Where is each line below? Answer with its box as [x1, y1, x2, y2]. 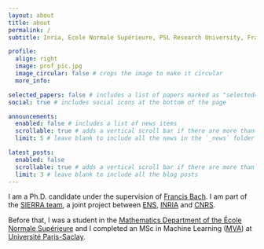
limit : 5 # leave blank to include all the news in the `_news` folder [15, 134, 255, 142]
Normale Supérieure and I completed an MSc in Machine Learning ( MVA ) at [8, 224, 253, 233]
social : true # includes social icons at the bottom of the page [8, 98, 226, 106]
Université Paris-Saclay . [8, 233, 86, 242]
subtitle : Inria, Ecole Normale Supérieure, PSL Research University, [8, 33, 244, 42]
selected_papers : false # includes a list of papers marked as [8, 91, 220, 99]
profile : [8, 48, 37, 56]
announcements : [8, 112, 58, 120]
